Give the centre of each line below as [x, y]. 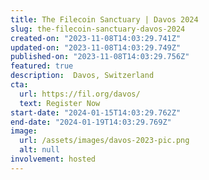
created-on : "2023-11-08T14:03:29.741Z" [96, 38]
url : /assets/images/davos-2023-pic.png [104, 141]
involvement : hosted [53, 159]
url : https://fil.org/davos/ [80, 94]
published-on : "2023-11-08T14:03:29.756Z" [100, 57]
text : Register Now [60, 103]
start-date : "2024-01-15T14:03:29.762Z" [96, 112]
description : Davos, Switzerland [82, 76]
